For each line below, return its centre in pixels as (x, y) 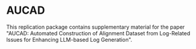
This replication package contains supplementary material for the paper (96, 27)
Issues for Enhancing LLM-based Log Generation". (69, 39)
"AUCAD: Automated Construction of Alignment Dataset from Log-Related (98, 33)
